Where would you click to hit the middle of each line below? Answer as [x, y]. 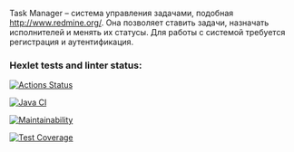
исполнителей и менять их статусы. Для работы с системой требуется [147, 32]
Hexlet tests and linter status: [76, 65]
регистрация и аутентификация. [72, 42]
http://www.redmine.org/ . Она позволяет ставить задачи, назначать [139, 23]
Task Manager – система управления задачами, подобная [122, 13]
